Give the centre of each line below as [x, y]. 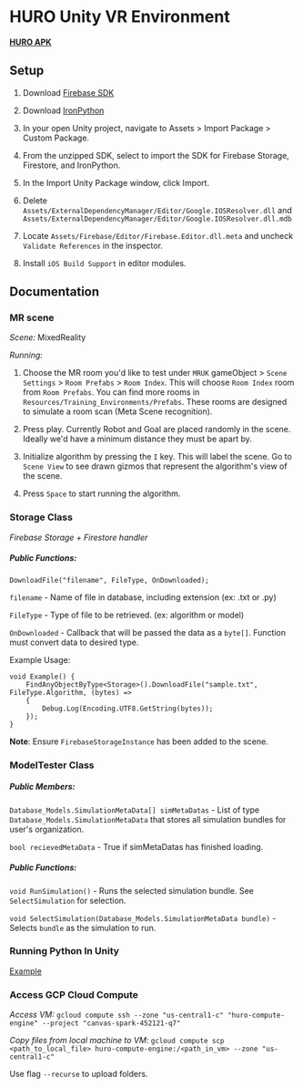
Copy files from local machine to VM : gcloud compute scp [117, 1041]
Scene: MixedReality [48, 337]
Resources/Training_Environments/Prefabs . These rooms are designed [155, 402]
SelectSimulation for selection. [68, 900]
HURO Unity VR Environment [120, 17]
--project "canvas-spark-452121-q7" [111, 1023]
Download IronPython [63, 110]
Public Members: [42, 787]
